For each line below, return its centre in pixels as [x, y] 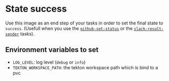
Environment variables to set [52, 50]
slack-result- [149, 29]
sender [12, 34]
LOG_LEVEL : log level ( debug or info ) [49, 62]
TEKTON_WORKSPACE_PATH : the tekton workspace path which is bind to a [85, 67]
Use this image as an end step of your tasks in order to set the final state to [84, 23]
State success [36, 9]
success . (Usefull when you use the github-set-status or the [69, 28]
